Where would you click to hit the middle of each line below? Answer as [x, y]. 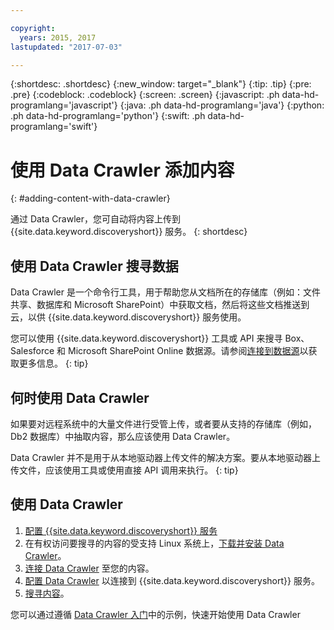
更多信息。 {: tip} [53, 363]
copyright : [33, 28]
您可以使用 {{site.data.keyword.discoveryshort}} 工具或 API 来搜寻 [146, 338]
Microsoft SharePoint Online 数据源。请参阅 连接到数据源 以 [188, 351]
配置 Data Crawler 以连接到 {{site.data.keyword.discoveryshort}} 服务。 [172, 580]
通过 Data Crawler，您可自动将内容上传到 [95, 219]
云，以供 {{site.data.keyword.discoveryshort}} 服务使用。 [128, 317]
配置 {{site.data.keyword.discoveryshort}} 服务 [121, 530]
